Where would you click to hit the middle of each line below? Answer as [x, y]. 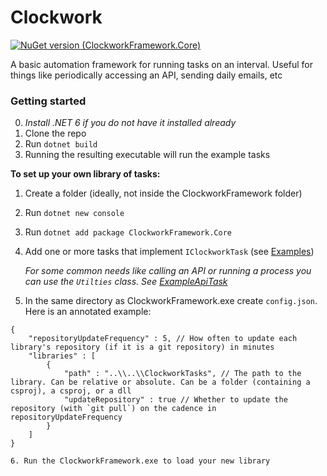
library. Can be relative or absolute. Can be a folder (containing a [160, 382]
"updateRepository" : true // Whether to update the [175, 400]
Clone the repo [55, 133]
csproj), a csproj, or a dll [71, 391]
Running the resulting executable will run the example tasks [147, 155]
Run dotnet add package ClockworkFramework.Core [128, 232]
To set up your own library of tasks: [85, 174]
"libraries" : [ [62, 356]
